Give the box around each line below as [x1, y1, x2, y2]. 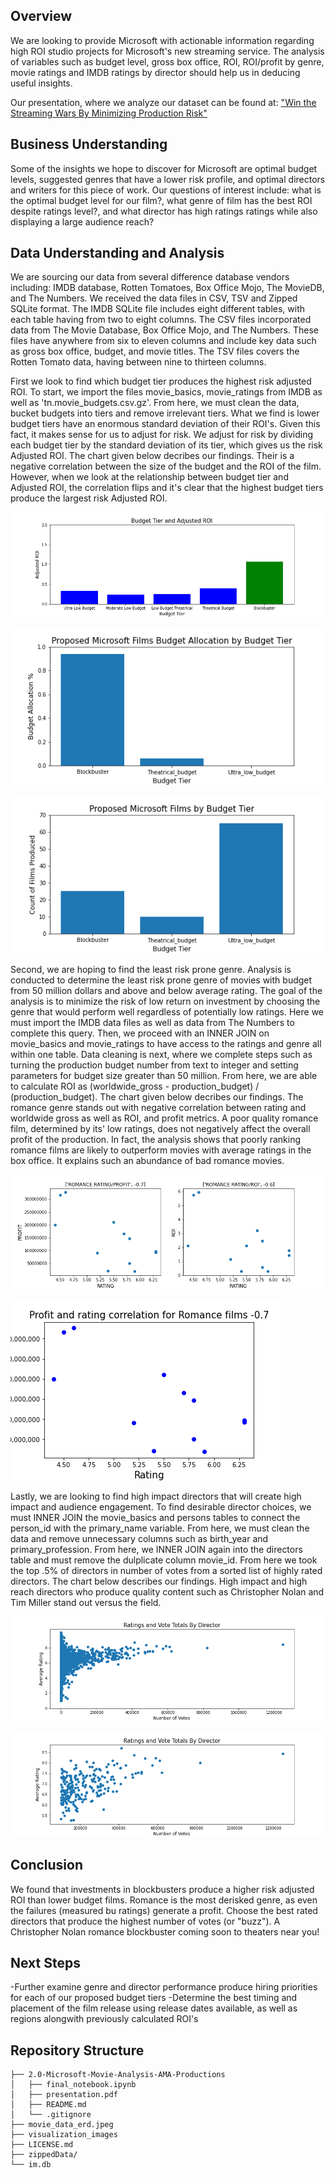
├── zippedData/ [10, 2150, 78, 2160]
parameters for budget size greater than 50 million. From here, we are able [10, 1070, 318, 1082]
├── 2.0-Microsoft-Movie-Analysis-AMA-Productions [10, 2070, 226, 2080]
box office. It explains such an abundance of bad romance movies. [10, 1155, 285, 1167]
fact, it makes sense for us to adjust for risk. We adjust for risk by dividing [10, 429, 314, 441]
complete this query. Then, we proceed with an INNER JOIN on [10, 1027, 270, 1039]
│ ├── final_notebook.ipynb [10, 2080, 137, 2090]
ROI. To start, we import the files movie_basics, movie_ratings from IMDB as [10, 386, 323, 398]
